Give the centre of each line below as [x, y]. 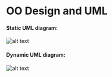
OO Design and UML [57, 11]
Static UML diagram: [32, 27]
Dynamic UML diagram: [36, 54]
